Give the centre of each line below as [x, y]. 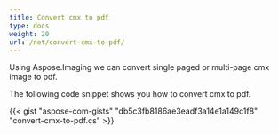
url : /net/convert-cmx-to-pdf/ [67, 42]
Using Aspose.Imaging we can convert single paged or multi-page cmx [139, 67]
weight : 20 [29, 34]
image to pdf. [33, 77]
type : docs [29, 26]
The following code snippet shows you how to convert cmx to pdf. [130, 94]
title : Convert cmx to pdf [59, 17]
